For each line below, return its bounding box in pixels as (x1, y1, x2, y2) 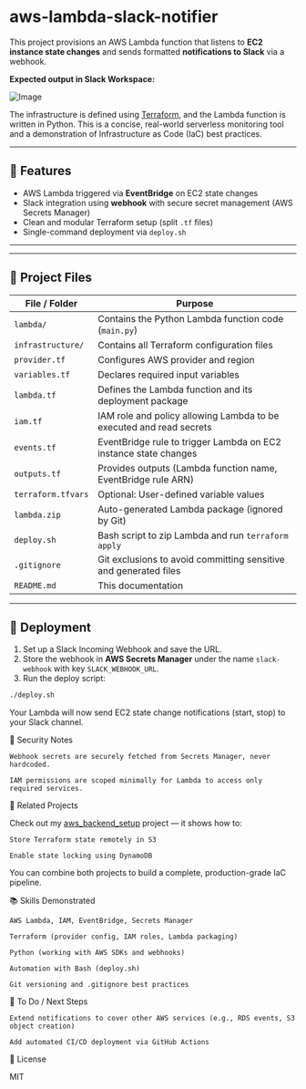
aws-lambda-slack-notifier (9, 6, 219, 27)
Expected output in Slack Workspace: (9, 73, 156, 84)
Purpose (176, 296, 214, 309)
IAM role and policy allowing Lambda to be (97, 409, 280, 421)
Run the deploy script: (22, 673, 107, 684)
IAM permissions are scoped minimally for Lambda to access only (9, 776, 262, 785)
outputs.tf (14, 468, 61, 479)
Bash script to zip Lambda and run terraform (97, 529, 289, 542)
